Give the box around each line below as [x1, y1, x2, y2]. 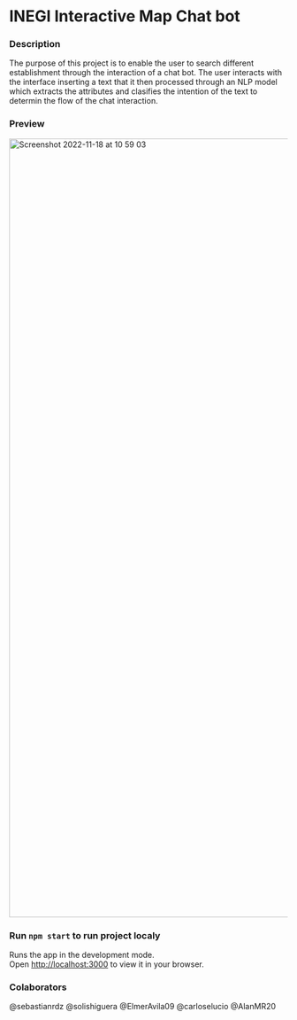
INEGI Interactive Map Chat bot [9, 6, 240, 27]
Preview [9, 118, 45, 130]
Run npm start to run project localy [9, 929, 161, 941]
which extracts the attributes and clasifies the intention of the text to [9, 86, 258, 97]
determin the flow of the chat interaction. [9, 96, 158, 106]
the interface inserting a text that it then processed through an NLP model [9, 77, 278, 88]
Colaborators [9, 981, 68, 993]
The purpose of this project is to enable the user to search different [9, 58, 255, 68]
